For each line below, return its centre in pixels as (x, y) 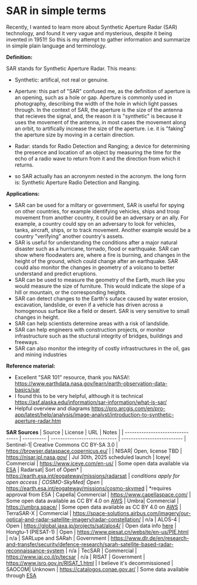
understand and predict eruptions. (56, 273)
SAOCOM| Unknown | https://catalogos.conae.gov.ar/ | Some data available (97, 569)
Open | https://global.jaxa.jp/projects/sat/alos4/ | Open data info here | (91, 525)
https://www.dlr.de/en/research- (150, 538)
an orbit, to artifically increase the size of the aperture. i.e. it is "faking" (100, 128)
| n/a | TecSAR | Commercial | (101, 550)
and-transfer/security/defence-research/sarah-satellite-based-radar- (90, 544)
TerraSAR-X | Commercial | (39, 513)
